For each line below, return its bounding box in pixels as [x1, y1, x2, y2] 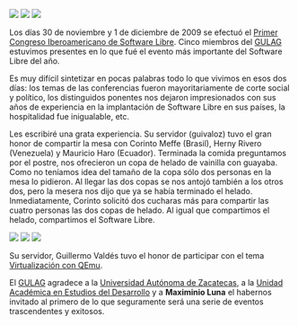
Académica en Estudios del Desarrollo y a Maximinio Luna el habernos [9, 287, 272, 297]
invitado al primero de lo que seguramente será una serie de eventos [9, 296, 264, 307]
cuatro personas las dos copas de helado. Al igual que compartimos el [9, 205, 270, 215]
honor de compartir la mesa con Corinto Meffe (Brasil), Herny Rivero [9, 138, 262, 148]
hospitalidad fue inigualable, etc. [9, 111, 130, 121]
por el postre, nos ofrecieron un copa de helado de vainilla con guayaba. [9, 157, 278, 168]
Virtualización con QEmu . [9, 260, 103, 270]
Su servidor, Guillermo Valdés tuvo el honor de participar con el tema [9, 250, 265, 260]
